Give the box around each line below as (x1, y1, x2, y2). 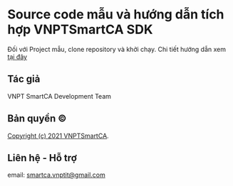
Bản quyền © (7, 113, 67, 125)
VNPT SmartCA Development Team (7, 92, 112, 100)
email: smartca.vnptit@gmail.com (7, 170, 105, 180)
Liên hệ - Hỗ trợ (7, 152, 77, 164)
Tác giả (7, 73, 41, 85)
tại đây (7, 53, 27, 61)
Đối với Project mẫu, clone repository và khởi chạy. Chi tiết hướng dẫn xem (7, 45, 227, 53)
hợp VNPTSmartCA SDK (7, 21, 153, 38)
